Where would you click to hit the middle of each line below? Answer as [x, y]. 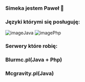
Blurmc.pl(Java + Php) [34, 60]
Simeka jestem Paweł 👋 [35, 8]
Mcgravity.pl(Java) [30, 73]
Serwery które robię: [31, 46]
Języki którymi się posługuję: [43, 21]
